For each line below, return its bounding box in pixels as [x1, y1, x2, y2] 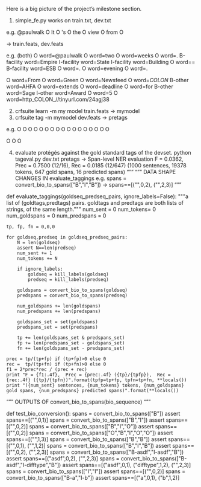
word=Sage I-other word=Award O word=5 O [6, 89, 119, 96]
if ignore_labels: [17, 266, 63, 272]
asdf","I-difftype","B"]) [6, 462, 61, 468]
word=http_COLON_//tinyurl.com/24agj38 [6, 96, 110, 103]
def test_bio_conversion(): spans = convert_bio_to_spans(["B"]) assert [6, 410, 181, 417]
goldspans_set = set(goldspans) [17, 319, 98, 325]
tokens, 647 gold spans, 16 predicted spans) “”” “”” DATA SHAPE [14, 169, 176, 175]
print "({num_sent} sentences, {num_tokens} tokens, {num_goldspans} [6, 382, 185, 389]
